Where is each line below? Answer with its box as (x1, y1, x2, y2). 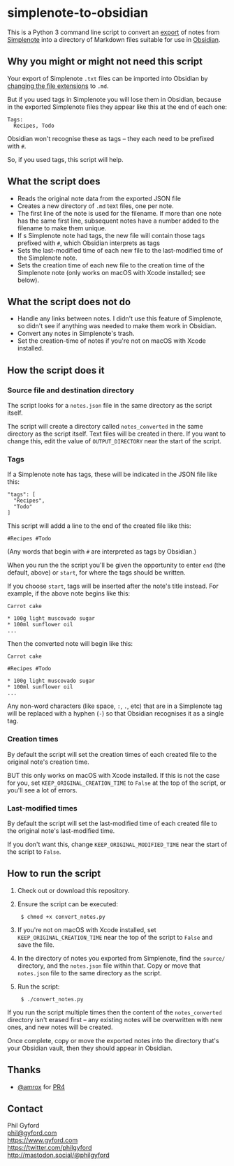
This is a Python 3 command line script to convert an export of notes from (7, 28, 220, 36)
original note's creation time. (7, 758, 89, 766)
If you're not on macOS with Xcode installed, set (17, 925, 156, 933)
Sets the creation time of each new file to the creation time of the (17, 260, 205, 270)
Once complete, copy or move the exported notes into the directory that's (7, 1036, 219, 1045)
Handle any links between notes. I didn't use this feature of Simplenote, (17, 314, 224, 323)
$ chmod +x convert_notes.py (20, 913, 106, 920)
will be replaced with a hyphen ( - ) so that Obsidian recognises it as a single (7, 709, 224, 718)
